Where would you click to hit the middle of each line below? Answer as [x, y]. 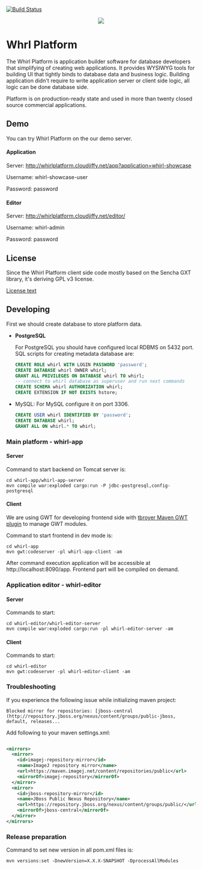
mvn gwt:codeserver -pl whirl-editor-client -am [68, 672]
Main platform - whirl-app [44, 442]
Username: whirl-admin [35, 228]
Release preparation [36, 837]
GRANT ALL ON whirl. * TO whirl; [55, 426]
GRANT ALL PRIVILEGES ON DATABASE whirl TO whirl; [80, 376]
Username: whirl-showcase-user [47, 177]
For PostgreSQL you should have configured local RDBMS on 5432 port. [104, 347]
